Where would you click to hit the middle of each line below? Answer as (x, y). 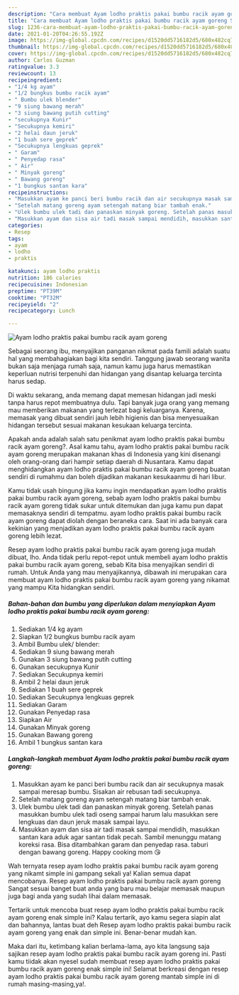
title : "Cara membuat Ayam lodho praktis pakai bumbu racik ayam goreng (118, 21)
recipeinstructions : (39, 193)
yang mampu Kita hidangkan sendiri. (62, 588)
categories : (26, 225)
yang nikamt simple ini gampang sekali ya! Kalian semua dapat (99, 873)
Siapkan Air (35, 720)
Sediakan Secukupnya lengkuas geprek (76, 697)
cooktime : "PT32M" (35, 298)
